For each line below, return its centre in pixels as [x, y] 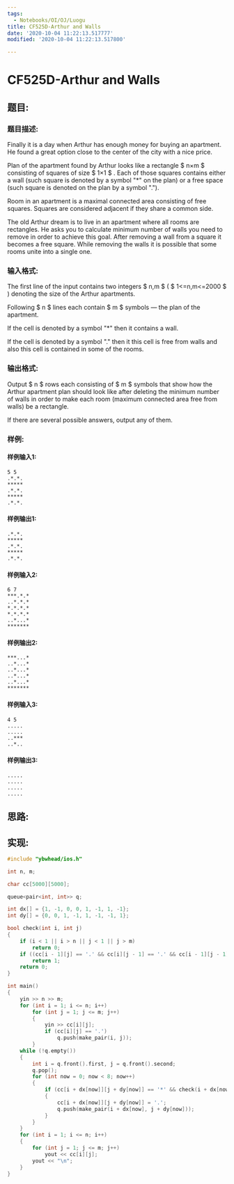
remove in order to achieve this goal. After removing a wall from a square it [114, 237]
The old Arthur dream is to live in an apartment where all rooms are [103, 222]
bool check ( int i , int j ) [45, 929]
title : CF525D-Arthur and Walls [54, 26]
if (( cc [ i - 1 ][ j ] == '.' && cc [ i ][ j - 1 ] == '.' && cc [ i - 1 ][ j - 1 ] [124, 954]
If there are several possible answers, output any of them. [90, 420]
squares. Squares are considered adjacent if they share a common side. [110, 208]
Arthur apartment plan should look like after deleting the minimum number [113, 391]
